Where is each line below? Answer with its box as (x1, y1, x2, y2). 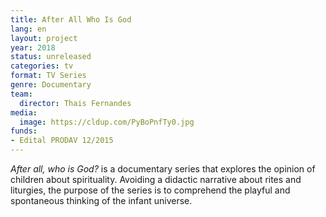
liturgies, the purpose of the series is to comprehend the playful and (10, 184, 291, 196)
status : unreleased (10, 52, 92, 62)
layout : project (10, 33, 78, 43)
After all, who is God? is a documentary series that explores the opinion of (10, 163, 316, 175)
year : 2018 (10, 42, 56, 53)
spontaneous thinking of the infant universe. (10, 195, 193, 206)
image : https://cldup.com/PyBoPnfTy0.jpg (19, 117, 195, 127)
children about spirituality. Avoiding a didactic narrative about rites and (10, 174, 302, 185)
